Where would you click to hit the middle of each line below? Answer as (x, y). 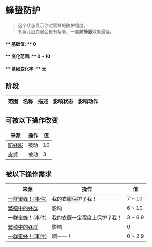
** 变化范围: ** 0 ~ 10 (28, 56)
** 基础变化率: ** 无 (26, 69)
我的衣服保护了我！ (74, 199)
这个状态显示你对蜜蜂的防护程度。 (53, 25)
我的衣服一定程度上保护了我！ (87, 218)
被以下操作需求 (28, 174)
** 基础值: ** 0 (21, 44)
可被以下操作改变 (32, 120)
